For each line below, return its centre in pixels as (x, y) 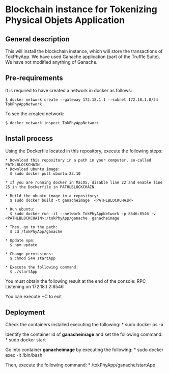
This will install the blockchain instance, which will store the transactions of (84, 51)
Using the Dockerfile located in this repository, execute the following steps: (84, 151)
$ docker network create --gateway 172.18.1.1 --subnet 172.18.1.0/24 (82, 100)
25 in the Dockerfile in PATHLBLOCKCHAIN (50, 187)
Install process (29, 139)
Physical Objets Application (65, 20)
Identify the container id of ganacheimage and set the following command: (84, 334)
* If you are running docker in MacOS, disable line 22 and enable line (84, 182)
